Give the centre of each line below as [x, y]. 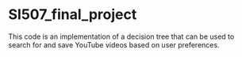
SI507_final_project [73, 15]
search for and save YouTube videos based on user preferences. [114, 44]
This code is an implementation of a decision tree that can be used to [121, 36]
